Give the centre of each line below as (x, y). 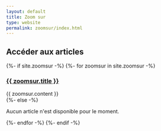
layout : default (26, 11)
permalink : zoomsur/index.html (44, 28)
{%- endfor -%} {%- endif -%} (43, 123)
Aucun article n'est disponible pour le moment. (63, 112)
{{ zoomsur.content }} (32, 94)
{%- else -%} (22, 100)
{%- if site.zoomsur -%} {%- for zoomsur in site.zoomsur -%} (81, 66)
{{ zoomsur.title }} (33, 81)
